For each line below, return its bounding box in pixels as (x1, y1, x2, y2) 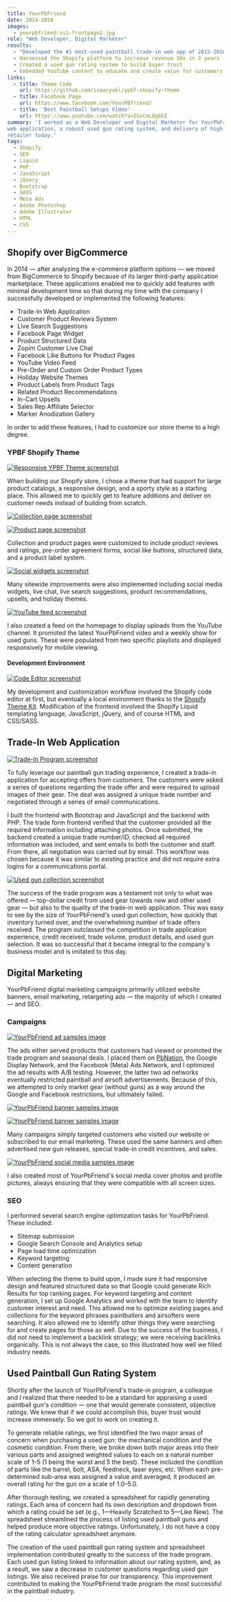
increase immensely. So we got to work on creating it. (7, 1415, 159, 1423)
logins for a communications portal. (7, 862, 108, 871)
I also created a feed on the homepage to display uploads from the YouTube (7, 621, 222, 630)
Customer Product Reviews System (16, 314, 118, 323)
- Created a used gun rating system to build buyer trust (13, 61, 184, 68)
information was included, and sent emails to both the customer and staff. (7, 840, 216, 848)
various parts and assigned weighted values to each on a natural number (7, 1450, 214, 1459)
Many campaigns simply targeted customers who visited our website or (7, 1130, 210, 1138)
